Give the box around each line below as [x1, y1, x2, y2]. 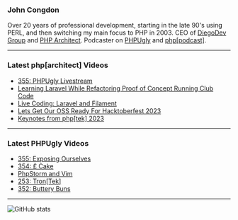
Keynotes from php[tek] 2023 [17, 114, 105, 122]
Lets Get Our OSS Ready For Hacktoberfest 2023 [17, 106, 161, 115]
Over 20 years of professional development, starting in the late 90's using [7, 21, 223, 30]
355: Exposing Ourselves [17, 154, 91, 163]
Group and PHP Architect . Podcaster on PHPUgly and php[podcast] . [7, 36, 207, 45]
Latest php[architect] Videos [7, 60, 108, 70]
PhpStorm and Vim [17, 169, 73, 178]
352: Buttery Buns [17, 184, 71, 192]
